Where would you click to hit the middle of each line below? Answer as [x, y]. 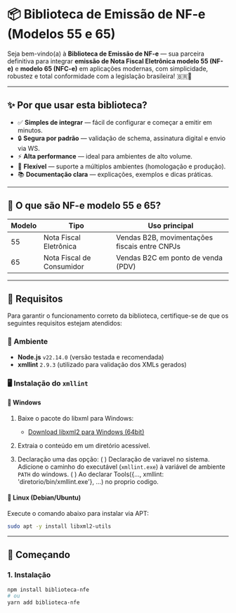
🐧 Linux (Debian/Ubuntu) [44, 497]
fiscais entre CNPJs [148, 246]
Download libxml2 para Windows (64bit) [86, 432]
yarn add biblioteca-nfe [44, 603]
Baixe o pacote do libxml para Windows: [76, 418]
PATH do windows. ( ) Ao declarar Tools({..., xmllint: [90, 474]
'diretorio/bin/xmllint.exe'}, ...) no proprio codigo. [88, 481]
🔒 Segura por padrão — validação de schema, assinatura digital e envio [122, 138]
